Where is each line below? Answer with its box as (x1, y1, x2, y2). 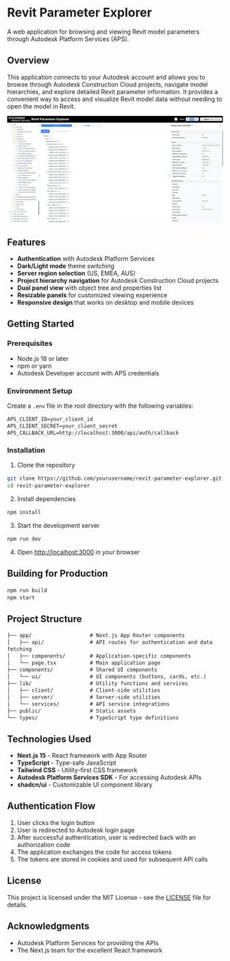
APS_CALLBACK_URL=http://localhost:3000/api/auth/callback (7, 430, 179, 437)
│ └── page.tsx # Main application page (7, 660, 161, 667)
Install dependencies (16, 495, 77, 503)
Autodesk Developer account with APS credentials (16, 369, 159, 377)
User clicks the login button (16, 818, 95, 826)
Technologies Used (7, 733, 91, 745)
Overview (7, 55, 50, 67)
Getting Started (7, 318, 75, 330)
